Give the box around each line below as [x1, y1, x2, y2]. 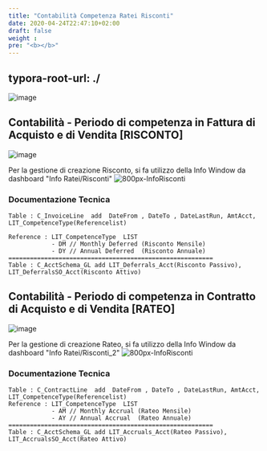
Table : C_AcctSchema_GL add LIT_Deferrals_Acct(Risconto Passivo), [8, 262, 242, 270]
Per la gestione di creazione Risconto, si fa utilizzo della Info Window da [8, 165, 246, 175]
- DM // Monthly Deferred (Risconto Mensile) [51, 240, 206, 249]
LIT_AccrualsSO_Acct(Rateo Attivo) [8, 435, 127, 444]
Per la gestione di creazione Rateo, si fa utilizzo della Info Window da [8, 339, 237, 349]
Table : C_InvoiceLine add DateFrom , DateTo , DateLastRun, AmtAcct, [8, 212, 257, 221]
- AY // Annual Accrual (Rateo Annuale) [51, 414, 192, 422]
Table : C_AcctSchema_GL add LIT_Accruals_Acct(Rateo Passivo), [8, 429, 228, 437]
